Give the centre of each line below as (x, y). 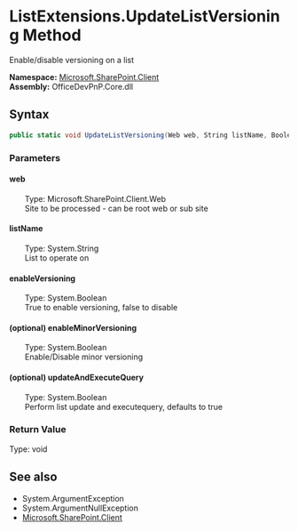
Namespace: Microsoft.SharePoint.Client (84, 76)
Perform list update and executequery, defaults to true (124, 406)
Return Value (38, 430)
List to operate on (57, 257)
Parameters (35, 157)
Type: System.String (62, 248)
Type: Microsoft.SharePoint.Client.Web (96, 198)
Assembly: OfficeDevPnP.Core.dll (71, 86)
